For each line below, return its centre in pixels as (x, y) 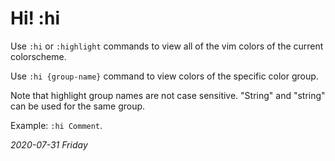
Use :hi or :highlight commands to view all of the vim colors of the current (167, 46)
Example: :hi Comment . (56, 125)
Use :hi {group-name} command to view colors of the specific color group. (164, 76)
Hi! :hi (35, 18)
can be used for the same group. (78, 106)
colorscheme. (38, 56)
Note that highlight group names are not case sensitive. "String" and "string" (168, 95)
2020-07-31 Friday (49, 144)
